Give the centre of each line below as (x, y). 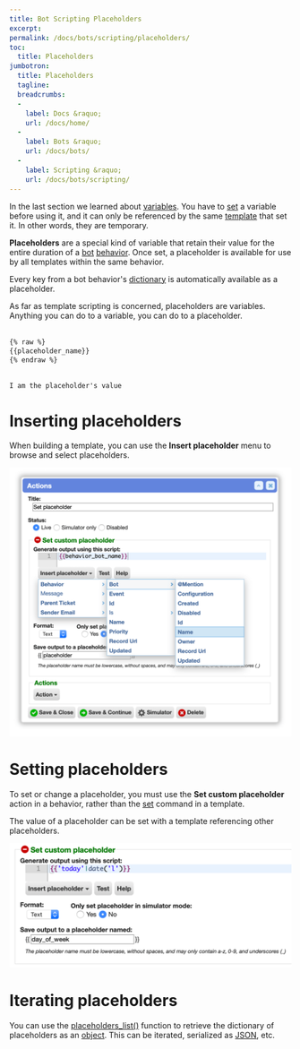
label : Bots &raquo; (64, 142)
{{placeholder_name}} (50, 351)
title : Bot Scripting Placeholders (76, 19)
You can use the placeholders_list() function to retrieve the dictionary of (142, 1026)
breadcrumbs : (42, 94)
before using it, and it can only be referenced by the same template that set (148, 216)
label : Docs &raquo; (64, 113)
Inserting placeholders (95, 421)
